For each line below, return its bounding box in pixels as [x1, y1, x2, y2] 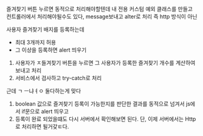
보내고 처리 [15, 67, 42, 74]
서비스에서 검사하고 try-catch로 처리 [15, 75, 102, 81]
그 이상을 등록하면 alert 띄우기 [15, 46, 87, 53]
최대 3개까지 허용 [15, 39, 57, 46]
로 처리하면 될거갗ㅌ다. [15, 123, 69, 130]
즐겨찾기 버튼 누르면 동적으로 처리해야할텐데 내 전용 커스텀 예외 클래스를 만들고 [6, 5, 193, 12]
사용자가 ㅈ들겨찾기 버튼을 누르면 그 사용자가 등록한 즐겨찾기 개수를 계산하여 [15, 59, 196, 66]
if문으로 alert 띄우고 [21, 108, 69, 115]
